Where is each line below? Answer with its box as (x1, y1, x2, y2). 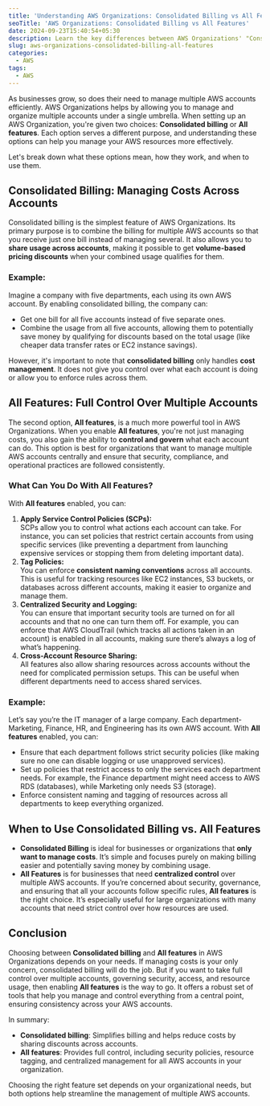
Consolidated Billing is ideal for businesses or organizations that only (19, 843, 252, 853)
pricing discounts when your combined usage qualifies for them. (8, 252, 225, 261)
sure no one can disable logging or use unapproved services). (19, 756, 226, 766)
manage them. (19, 590, 68, 600)
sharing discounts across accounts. (19, 1038, 138, 1048)
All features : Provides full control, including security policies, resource (19, 1047, 255, 1057)
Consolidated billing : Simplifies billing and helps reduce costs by (19, 1030, 236, 1040)
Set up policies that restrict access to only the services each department (19, 765, 261, 775)
